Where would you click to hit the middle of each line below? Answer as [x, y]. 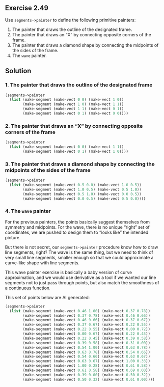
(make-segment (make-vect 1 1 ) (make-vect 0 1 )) [73, 109]
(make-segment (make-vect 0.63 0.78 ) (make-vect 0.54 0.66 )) [87, 352]
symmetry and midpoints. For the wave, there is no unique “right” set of [77, 227]
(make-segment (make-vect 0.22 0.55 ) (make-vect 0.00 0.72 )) [87, 329]
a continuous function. [28, 288]
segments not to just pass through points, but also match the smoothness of [82, 282]
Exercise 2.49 [27, 8]
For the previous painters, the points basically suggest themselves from [78, 222]
